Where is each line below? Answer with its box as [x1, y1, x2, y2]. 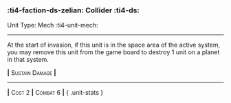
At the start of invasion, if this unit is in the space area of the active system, [7, 41, 221, 49]
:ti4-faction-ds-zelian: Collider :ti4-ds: [7, 5, 140, 15]
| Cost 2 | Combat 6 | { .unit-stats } [7, 89, 104, 97]
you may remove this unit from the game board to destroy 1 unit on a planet [7, 48, 220, 56]
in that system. [7, 56, 49, 64]
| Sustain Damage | [7, 69, 56, 77]
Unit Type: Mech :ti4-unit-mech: [7, 21, 98, 30]
